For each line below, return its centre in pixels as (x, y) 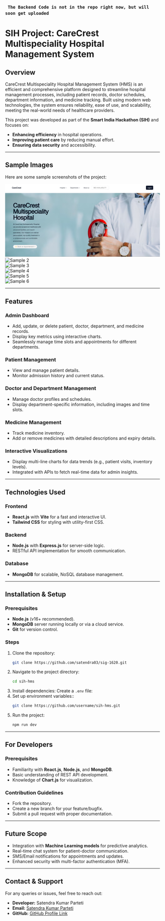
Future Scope (26, 834)
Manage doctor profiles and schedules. (52, 399)
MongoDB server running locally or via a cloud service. (68, 624)
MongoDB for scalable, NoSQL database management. (68, 574)
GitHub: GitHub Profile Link (40, 913)
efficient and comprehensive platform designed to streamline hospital (75, 89)
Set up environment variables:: (43, 696)
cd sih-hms (23, 682)
